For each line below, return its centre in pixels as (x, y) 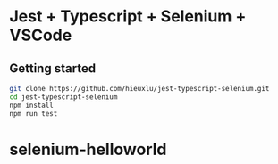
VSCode (41, 35)
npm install (31, 105)
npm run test (34, 113)
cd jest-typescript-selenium (63, 97)
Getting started (53, 68)
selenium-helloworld (88, 149)
